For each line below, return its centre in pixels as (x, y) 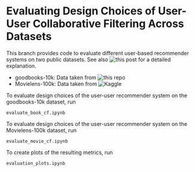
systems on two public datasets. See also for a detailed (89, 59)
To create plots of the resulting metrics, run (60, 152)
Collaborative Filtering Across (108, 24)
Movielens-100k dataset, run (41, 130)
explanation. (22, 66)
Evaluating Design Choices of (81, 11)
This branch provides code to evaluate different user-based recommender (98, 53)
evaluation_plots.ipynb (36, 163)
